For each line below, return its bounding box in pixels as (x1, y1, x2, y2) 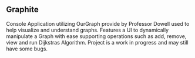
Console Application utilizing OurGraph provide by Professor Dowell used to (6, 20, 190, 27)
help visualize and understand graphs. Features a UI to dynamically (6, 26, 169, 33)
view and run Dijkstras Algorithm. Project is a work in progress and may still (6, 39, 189, 46)
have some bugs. (6, 45, 48, 52)
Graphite (6, 5, 39, 15)
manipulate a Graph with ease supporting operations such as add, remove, (6, 32, 187, 40)
